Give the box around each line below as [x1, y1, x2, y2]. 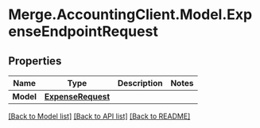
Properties [8, 54, 62, 68]
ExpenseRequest [44, 91, 110, 102]
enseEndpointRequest [8, 22, 159, 41]
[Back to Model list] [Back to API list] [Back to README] [8, 111, 191, 121]
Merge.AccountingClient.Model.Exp [8, 6, 253, 24]
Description [117, 78, 163, 88]
